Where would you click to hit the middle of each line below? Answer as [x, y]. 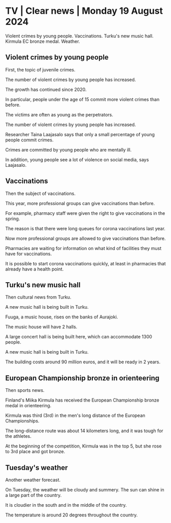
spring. [13, 218]
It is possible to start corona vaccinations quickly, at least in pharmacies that [86, 263]
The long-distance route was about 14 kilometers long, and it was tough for [84, 431]
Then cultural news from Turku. [38, 297]
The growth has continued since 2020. [46, 89]
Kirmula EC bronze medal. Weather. [43, 41]
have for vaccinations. [29, 254]
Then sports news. [25, 390]
